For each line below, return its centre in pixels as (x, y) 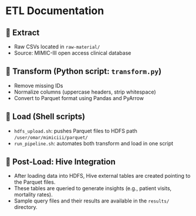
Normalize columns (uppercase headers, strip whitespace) (85, 92)
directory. (26, 207)
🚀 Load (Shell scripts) (45, 117)
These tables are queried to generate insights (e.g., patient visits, (93, 188)
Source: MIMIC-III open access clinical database (72, 53)
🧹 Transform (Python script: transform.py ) (84, 72)
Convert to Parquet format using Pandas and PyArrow (79, 98)
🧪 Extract (23, 33)
